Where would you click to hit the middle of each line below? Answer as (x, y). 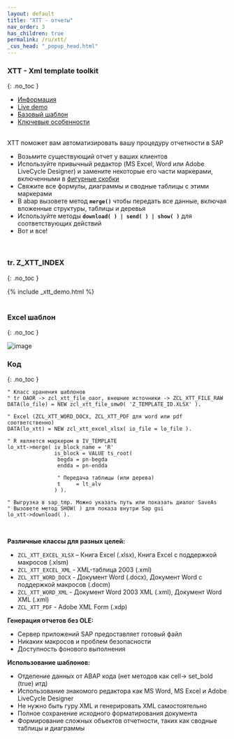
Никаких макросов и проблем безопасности (84, 642)
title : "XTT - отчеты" (40, 20)
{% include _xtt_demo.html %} (51, 291)
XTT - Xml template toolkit (53, 71)
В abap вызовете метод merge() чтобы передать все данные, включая (122, 201)
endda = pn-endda (82, 466)
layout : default (31, 14)
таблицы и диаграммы (51, 728)
